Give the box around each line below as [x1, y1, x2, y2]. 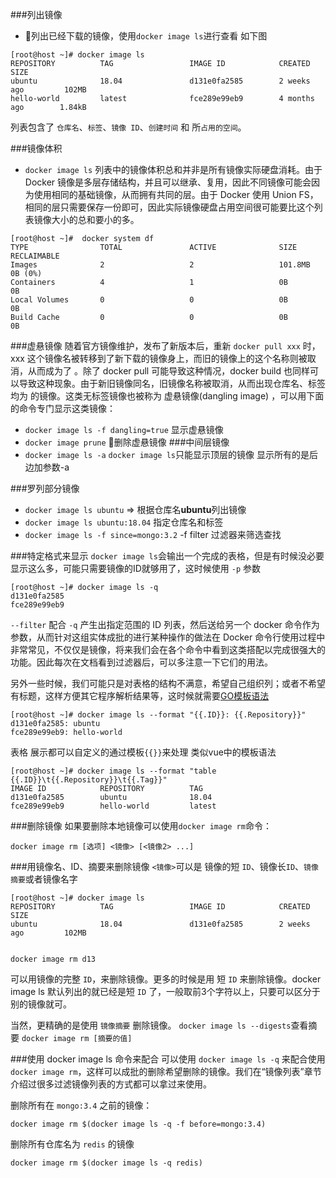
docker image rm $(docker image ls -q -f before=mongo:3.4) [10, 1119, 267, 1129]
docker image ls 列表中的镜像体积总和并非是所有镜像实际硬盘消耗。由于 [24, 164, 323, 175]
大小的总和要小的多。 [51, 214, 140, 225]
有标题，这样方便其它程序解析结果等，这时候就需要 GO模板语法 [10, 690, 270, 702]
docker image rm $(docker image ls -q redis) [10, 1158, 203, 1168]
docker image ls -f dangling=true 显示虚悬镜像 [24, 424, 224, 435]
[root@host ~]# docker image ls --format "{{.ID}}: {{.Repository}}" [10, 710, 307, 720]
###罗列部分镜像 [10, 483, 80, 494]
